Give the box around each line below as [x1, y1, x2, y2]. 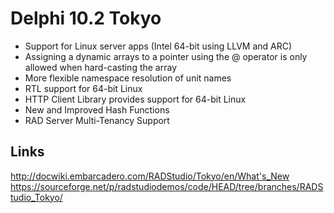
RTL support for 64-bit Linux [24, 82, 143, 94]
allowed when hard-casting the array [24, 61, 178, 73]
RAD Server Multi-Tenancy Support [24, 114, 170, 126]
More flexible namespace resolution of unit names [24, 72, 232, 84]
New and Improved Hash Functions [24, 103, 170, 116]
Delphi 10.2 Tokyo [10, 7, 162, 30]
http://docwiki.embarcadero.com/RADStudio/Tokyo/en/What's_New [10, 170, 290, 182]
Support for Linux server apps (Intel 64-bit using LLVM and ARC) [24, 40, 293, 52]
